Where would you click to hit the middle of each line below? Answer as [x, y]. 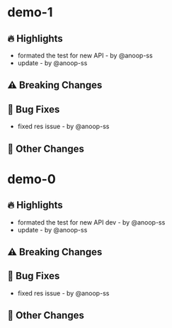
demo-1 [30, 12]
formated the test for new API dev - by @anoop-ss [91, 222]
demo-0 [32, 179]
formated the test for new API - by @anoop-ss [85, 55]
